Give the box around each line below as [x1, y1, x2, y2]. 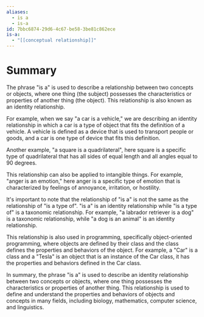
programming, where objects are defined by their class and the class [6, 240, 179, 247]
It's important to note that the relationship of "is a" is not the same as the [6, 196, 189, 203]
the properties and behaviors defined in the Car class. [6, 259, 142, 266]
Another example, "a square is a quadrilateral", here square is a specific [6, 146, 186, 153]
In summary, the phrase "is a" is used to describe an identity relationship [6, 271, 189, 278]
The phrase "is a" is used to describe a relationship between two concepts [6, 84, 194, 91]
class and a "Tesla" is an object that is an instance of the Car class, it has [6, 252, 190, 260]
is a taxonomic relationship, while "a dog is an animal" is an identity [6, 215, 175, 223]
